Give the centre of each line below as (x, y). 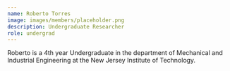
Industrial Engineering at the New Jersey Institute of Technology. (102, 61)
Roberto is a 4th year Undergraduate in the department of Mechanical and (115, 53)
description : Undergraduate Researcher (66, 26)
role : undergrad (31, 33)
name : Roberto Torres (39, 14)
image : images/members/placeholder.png (66, 20)
